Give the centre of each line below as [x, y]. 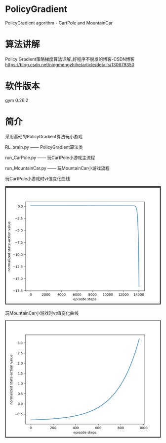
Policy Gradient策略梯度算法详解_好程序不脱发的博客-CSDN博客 [70, 59]
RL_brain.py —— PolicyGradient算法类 [44, 147]
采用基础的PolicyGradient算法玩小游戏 [44, 136]
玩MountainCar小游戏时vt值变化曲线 [42, 313]
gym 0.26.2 [17, 100]
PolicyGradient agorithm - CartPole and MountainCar [59, 23]
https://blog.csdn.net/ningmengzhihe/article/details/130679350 [70, 64]
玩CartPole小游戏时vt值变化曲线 [38, 178]
